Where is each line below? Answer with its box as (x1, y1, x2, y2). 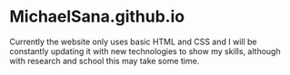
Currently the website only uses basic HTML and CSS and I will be (9, 36, 257, 47)
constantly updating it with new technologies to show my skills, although (9, 45, 281, 56)
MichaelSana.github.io (9, 6, 185, 27)
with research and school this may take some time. (9, 55, 200, 66)
